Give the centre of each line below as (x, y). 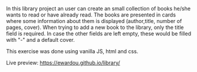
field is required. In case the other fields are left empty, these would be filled (99, 34)
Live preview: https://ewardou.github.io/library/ (63, 63)
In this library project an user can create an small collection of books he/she (98, 9)
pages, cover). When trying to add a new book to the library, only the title (95, 27)
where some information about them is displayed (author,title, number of (94, 21)
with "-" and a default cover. (40, 40)
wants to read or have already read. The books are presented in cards (91, 15)
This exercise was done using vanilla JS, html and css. (72, 51)
